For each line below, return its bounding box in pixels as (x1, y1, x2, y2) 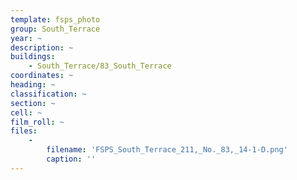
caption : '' (46, 154, 97, 164)
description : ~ (10, 42, 74, 53)
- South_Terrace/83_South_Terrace (28, 61, 172, 71)
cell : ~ (10, 107, 43, 118)
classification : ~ (10, 89, 87, 99)
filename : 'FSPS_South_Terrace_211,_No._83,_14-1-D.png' (46, 145, 288, 155)
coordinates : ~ (10, 71, 74, 81)
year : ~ (10, 33, 43, 43)
